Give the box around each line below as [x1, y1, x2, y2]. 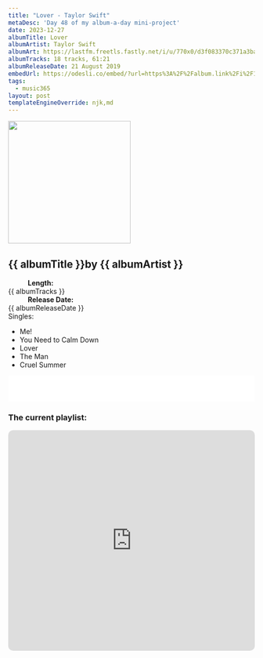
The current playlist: [8, 412, 88, 423]
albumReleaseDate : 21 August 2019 [8, 63, 121, 71]
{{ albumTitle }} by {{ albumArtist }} [8, 257, 184, 271]
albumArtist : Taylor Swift [8, 41, 96, 49]
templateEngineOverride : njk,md [8, 99, 113, 107]
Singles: [8, 311, 34, 321]
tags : [8, 77, 26, 85]
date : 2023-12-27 [8, 26, 65, 34]
